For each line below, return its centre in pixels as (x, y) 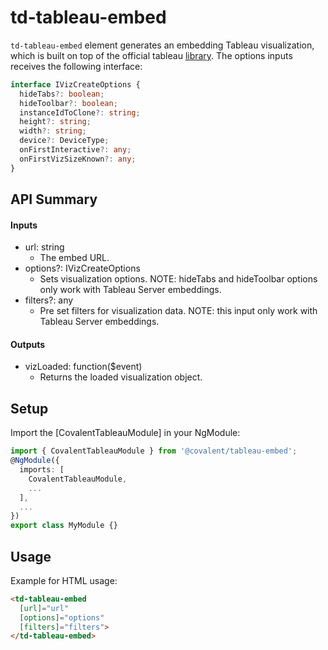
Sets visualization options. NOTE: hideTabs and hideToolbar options (178, 279)
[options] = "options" (62, 617)
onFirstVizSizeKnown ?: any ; (78, 159)
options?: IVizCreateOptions (82, 268)
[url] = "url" (44, 608)
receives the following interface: (76, 66)
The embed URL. (74, 258)
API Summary (54, 199)
